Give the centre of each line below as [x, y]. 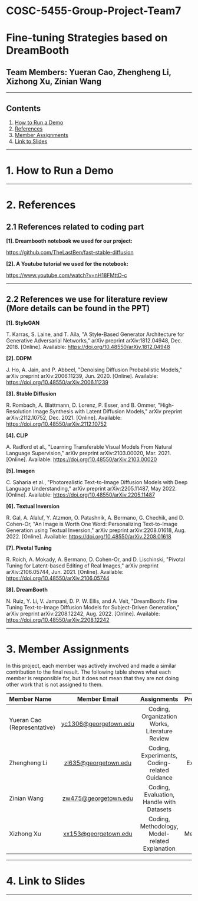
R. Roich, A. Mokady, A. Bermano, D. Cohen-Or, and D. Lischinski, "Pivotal [96, 559]
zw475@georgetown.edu [98, 798]
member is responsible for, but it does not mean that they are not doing [93, 678]
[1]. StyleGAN [23, 322]
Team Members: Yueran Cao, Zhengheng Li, [89, 72]
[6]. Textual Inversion [33, 506]
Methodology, [159, 826]
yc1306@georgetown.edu [98, 723]
